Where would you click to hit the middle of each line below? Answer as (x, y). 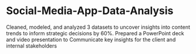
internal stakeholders (32, 46)
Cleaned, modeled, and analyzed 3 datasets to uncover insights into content (98, 27)
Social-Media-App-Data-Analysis (90, 11)
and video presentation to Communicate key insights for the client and (91, 39)
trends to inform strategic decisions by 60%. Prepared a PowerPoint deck (95, 33)
